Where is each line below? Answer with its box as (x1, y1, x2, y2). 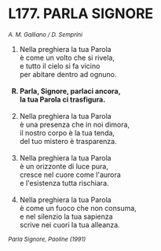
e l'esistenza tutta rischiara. (19, 178, 109, 187)
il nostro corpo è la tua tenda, (19, 127, 115, 138)
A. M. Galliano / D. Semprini (8, 31, 83, 39)
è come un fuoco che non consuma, (19, 203, 137, 212)
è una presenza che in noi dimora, (19, 120, 130, 129)
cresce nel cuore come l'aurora (19, 170, 122, 179)
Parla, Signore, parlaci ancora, (19, 86, 121, 95)
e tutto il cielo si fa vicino (19, 61, 101, 71)
